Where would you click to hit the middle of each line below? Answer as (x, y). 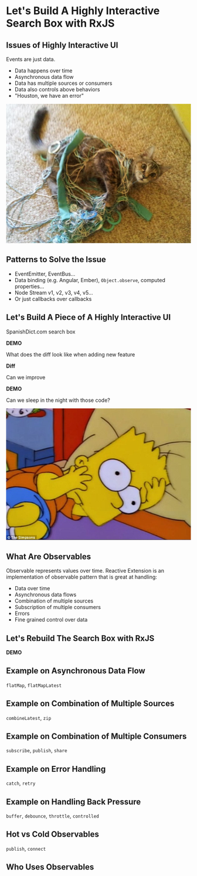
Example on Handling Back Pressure (74, 801)
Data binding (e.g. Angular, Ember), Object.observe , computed (90, 280)
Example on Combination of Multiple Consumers (96, 736)
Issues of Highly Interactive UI (62, 45)
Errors (22, 613)
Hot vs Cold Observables (53, 834)
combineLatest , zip (29, 718)
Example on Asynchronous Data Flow (76, 671)
